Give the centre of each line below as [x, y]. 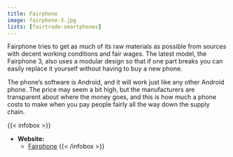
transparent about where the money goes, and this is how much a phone [112, 97]
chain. [16, 112]
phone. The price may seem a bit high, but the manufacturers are [101, 90]
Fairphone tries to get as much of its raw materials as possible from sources [117, 47]
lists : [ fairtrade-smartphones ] [54, 27]
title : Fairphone [33, 14]
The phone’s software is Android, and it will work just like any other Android [116, 82]
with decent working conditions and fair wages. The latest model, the [107, 54]
